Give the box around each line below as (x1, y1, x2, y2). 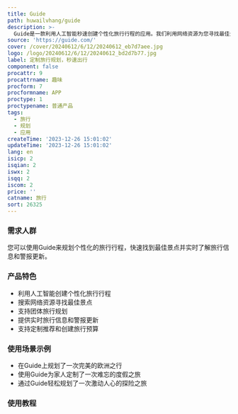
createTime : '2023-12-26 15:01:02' (7, 135, 113, 142)
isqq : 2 (7, 175, 30, 182)
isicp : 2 (7, 155, 33, 163)
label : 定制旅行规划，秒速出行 (7, 57, 88, 64)
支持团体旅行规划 (17, 306, 68, 315)
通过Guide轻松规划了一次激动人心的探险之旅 (17, 379, 147, 387)
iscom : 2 (7, 181, 33, 188)
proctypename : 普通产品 (7, 103, 73, 110)
